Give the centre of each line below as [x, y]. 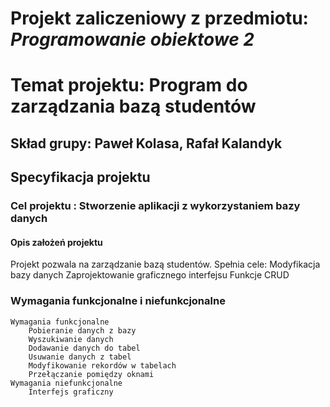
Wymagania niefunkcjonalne [66, 383]
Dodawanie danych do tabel [84, 348]
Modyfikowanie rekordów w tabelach [102, 365]
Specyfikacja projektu [80, 177]
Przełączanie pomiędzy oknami [91, 374]
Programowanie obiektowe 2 [132, 39]
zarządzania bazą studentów [133, 106]
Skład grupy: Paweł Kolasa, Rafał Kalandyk [146, 143]
